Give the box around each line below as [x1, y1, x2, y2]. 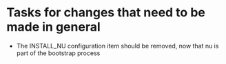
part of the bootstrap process [16, 49, 101, 57]
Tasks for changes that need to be [6, 5, 206, 20]
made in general [6, 19, 101, 35]
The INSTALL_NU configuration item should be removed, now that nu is [16, 42, 219, 50]
